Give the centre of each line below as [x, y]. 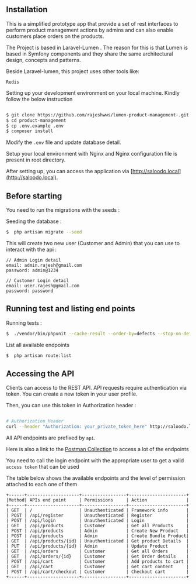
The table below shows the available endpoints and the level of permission [96, 478]
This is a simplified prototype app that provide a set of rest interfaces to [92, 23]
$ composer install [30, 131]
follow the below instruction [39, 99]
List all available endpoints [38, 345]
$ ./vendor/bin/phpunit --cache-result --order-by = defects [81, 334]
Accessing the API [40, 374]
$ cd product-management [36, 120]
